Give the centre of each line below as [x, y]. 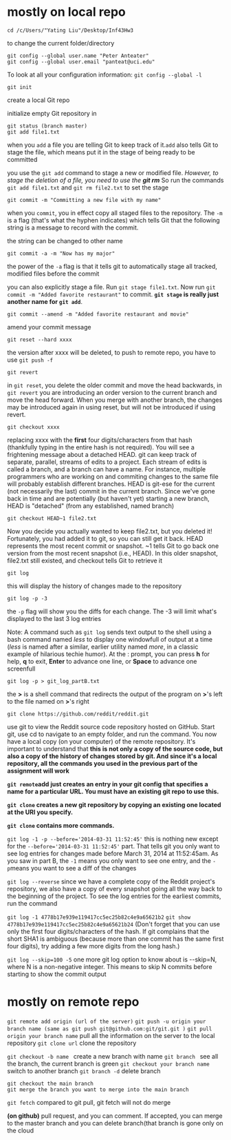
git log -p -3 [27, 598]
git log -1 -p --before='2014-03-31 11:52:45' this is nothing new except [113, 839]
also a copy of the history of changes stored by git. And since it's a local [112, 756]
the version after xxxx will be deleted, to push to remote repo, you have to [112, 352]
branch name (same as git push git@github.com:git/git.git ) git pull [110, 1029]
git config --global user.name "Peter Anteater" [78, 56]
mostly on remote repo [73, 1002]
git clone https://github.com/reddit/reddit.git [78, 714]
